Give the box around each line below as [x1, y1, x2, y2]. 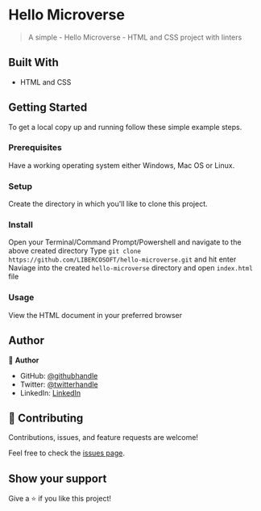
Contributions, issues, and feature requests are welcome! [8, 433, 199, 442]
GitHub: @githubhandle [19, 371, 98, 380]
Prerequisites [8, 142, 62, 153]
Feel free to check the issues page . [8, 448, 125, 458]
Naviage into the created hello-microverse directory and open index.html [8, 263, 254, 273]
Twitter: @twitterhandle [19, 379, 98, 389]
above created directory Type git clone [8, 246, 141, 256]
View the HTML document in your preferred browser [8, 310, 183, 320]
